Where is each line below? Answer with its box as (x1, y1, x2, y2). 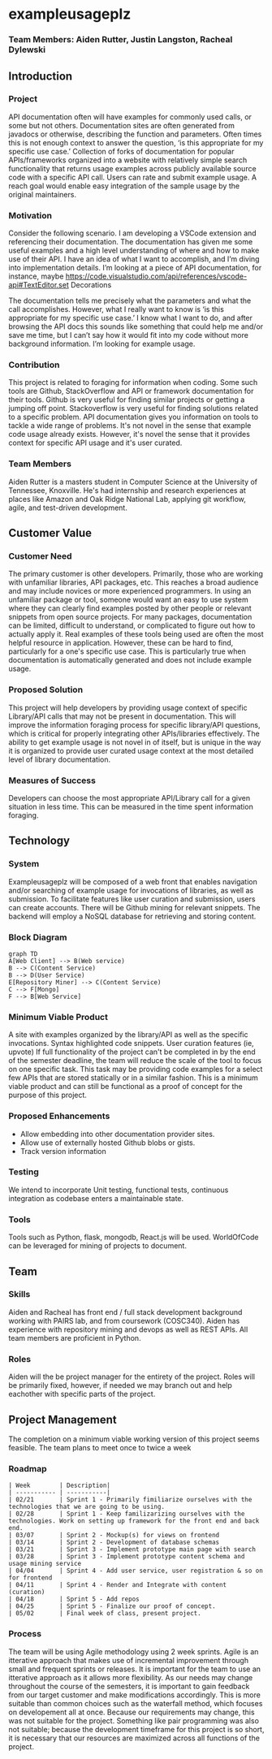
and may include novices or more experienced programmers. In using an (8, 586, 252, 596)
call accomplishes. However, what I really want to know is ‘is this (8, 305, 225, 314)
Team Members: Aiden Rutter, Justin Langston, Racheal (8, 34, 233, 45)
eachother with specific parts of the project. (8, 1389, 156, 1399)
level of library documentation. (8, 754, 111, 764)
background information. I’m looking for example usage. (8, 339, 196, 349)
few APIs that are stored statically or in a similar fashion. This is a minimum (8, 1073, 258, 1083)
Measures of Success (8, 775, 96, 786)
